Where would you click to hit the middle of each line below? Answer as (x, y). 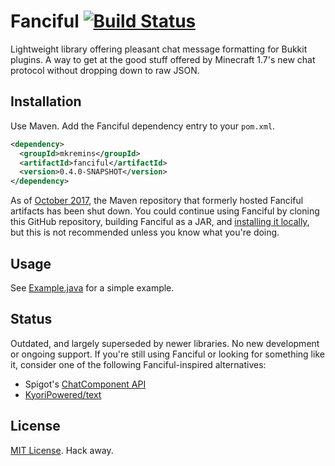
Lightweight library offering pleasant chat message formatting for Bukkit (159, 49)
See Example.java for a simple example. (92, 287)
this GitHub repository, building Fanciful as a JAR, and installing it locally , (160, 222)
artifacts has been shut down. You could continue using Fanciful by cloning (165, 211)
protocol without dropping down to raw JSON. (105, 70)
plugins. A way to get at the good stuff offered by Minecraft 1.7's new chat (163, 59)
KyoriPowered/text (63, 394)
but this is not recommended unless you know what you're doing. (145, 232)
